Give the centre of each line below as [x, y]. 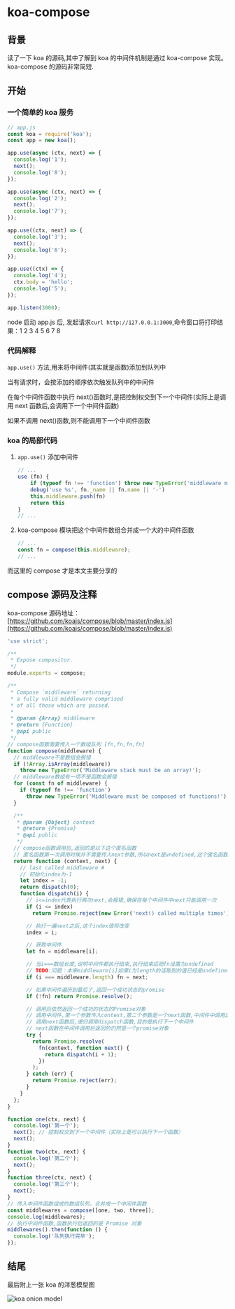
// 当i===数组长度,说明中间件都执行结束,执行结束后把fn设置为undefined [120, 964]
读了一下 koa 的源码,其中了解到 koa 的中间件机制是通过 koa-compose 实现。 [117, 58]
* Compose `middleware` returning [60, 692]
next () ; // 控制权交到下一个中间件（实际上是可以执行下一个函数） [99, 1132]
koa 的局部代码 [33, 440]
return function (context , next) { [65, 861]
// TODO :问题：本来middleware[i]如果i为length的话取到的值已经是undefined [128, 971]
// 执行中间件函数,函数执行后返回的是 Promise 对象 [74, 1223]
